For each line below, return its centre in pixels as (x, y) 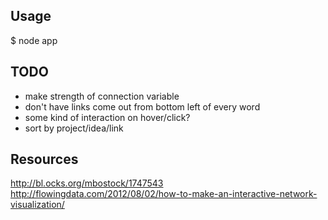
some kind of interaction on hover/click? (107, 117)
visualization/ (37, 205)
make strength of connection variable (102, 96)
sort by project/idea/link (74, 128)
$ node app (34, 40)
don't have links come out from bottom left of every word (142, 106)
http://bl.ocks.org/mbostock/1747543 (87, 183)
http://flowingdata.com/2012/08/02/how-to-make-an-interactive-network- (164, 194)
